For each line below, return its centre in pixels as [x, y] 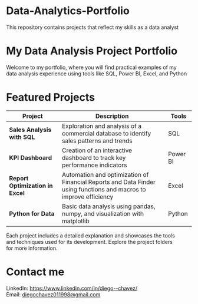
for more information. [32, 248]
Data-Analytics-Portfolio [68, 11]
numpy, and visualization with [103, 213]
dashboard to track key [94, 157]
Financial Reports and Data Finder [109, 182]
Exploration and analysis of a [102, 126]
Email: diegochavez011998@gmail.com [53, 294]
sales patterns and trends [97, 141]
